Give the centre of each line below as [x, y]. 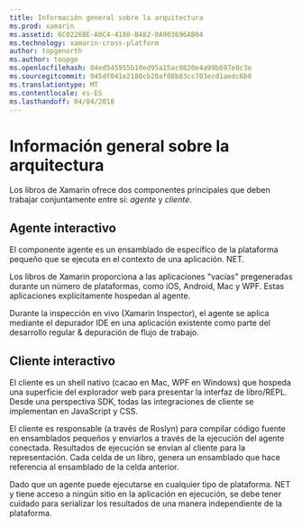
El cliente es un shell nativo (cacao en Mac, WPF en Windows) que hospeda [150, 382]
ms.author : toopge [44, 59]
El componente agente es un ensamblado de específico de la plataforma [144, 250]
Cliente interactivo [62, 361]
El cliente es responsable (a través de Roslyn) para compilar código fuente [148, 428]
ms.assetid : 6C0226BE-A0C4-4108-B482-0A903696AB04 [106, 34]
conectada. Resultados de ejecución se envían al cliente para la [128, 448]
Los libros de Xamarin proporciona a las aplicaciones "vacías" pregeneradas [151, 277]
